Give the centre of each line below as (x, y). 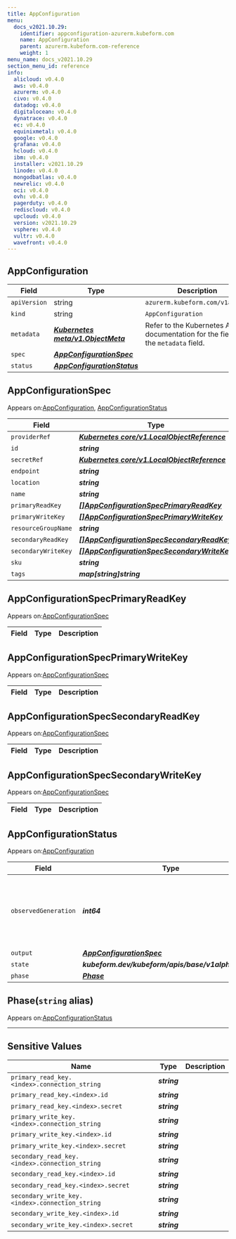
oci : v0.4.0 (31, 190)
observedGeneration (43, 910)
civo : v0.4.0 (33, 99)
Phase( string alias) (50, 1001)
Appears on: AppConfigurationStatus (60, 1018)
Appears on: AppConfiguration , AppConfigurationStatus (87, 408)
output (22, 953)
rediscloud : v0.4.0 (42, 210)
